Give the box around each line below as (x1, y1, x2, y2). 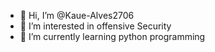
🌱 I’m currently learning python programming (19, 31, 206, 42)
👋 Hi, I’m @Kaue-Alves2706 (19, 10, 135, 21)
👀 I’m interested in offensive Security (19, 20, 172, 32)
